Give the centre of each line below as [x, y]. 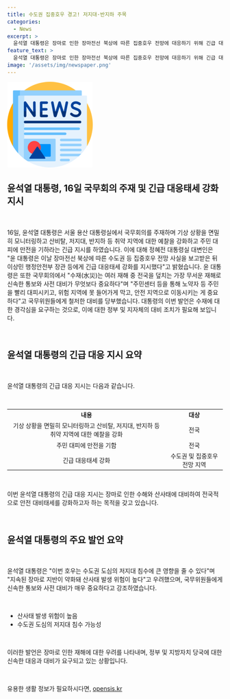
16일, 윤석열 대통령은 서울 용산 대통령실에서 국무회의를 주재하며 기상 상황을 [107, 232]
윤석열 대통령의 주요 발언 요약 [65, 540]
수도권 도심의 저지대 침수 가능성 [59, 624]
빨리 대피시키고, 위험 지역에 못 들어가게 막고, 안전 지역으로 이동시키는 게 [110, 292]
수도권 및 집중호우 [194, 456]
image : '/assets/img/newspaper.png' [59, 65]
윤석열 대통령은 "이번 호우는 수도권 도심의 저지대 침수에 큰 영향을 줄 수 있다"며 [111, 571]
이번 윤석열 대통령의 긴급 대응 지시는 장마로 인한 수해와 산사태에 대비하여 [104, 494]
